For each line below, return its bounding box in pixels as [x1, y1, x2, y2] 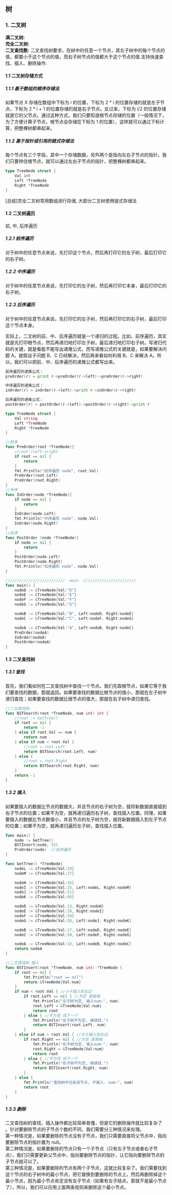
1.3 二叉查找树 [5, 656, 35, 662]
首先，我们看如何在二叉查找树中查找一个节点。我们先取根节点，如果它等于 [5, 683, 162, 689]
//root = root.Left [24, 744, 66, 750]
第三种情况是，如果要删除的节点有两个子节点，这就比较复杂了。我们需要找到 [5, 1165, 167, 1171]
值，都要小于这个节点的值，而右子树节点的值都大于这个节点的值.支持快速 [5, 53, 160, 60]
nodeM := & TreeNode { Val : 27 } [14, 871, 74, 876]
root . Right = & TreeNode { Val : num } [32, 1046, 104, 1051]
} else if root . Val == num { [14, 730, 77, 735]
